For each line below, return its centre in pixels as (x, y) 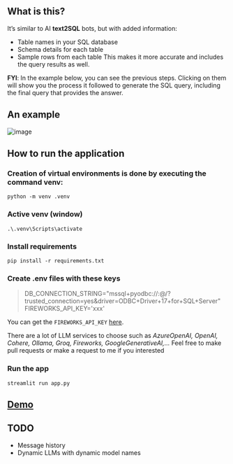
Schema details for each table (60, 49)
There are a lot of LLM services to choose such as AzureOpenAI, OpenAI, (113, 336)
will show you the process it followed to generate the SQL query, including (114, 85)
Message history (42, 445)
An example (34, 115)
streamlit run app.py (39, 383)
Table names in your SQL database (68, 42)
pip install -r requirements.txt (56, 261)
